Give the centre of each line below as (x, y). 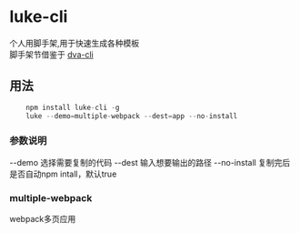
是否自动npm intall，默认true (63, 174)
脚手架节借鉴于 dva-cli (51, 54)
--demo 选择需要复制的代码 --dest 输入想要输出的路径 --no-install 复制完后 (150, 162)
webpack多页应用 (43, 219)
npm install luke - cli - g (73, 107)
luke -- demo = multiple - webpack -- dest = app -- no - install (132, 116)
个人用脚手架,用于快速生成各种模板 (75, 43)
